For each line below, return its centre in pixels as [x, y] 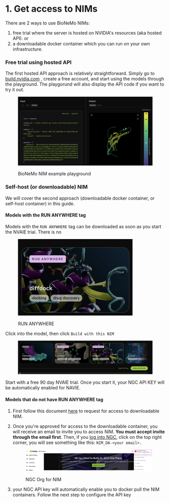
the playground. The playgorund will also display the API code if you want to [85, 84]
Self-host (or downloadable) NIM [46, 187]
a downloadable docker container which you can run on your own [81, 43]
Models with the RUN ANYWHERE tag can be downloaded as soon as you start [83, 226]
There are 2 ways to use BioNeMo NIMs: [47, 23]
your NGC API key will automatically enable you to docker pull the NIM [86, 489]
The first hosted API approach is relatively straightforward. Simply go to [80, 73]
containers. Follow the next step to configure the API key [72, 494]
